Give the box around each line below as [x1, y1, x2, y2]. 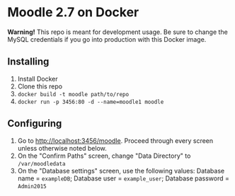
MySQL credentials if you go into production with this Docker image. [7, 35, 207, 43]
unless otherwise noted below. [17, 144, 108, 152]
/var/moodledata [17, 160, 66, 167]
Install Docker [17, 74, 58, 83]
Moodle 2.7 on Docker [7, 4, 139, 21]
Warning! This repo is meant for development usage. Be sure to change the [7, 28, 228, 36]
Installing [7, 56, 50, 68]
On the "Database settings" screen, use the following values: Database [17, 166, 225, 175]
